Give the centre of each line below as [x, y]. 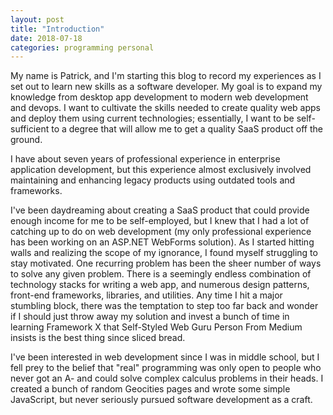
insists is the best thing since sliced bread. [98, 338]
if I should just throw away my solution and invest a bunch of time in [150, 317]
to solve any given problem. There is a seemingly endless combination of [161, 274]
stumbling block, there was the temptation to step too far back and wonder [164, 306]
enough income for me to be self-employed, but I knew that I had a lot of [160, 221]
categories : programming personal [82, 47]
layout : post [37, 19]
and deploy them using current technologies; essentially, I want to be [152, 118]
